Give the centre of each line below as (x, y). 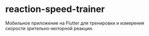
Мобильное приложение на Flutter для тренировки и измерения (75, 23)
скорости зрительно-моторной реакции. (49, 28)
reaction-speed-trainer (55, 9)
